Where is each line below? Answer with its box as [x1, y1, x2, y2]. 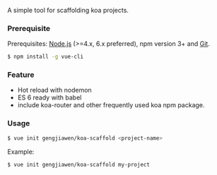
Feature [7, 70, 35, 80]
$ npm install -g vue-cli [7, 53, 83, 61]
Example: [7, 147, 35, 156]
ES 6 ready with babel [17, 93, 82, 102]
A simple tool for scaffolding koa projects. [7, 6, 129, 14]
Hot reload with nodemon [17, 86, 92, 95]
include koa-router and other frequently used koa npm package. [17, 101, 205, 109]
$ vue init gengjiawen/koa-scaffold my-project [7, 161, 151, 168]
